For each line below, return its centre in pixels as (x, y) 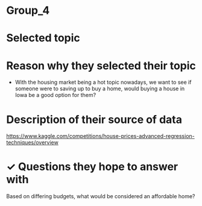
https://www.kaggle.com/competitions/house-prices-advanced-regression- (100, 136)
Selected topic (43, 38)
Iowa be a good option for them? (55, 95)
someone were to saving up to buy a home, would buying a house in (100, 89)
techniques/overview (32, 143)
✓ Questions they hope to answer (92, 167)
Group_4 (28, 11)
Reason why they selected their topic (101, 65)
